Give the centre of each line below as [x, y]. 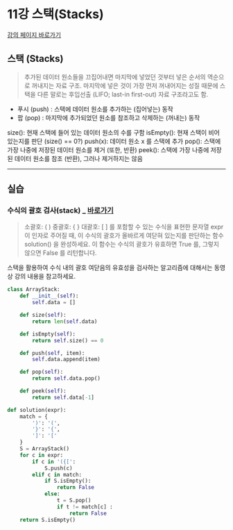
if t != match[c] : [85, 507]
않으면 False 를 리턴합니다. [60, 253]
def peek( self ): [43, 391]
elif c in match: [57, 474]
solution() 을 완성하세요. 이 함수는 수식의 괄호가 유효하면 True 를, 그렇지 [122, 245]
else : [52, 494]
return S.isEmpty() [48, 520]
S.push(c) [58, 468]
